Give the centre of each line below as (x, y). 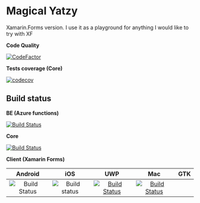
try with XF (20, 33)
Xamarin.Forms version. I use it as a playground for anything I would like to (98, 27)
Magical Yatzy (42, 11)
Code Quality (23, 45)
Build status (29, 99)
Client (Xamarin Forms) (35, 159)
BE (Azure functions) (33, 113)
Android (28, 174)
